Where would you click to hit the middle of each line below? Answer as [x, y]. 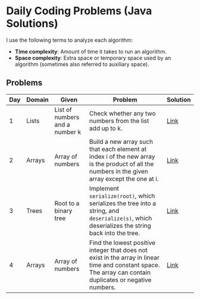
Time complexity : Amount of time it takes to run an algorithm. [90, 51]
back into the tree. [115, 233]
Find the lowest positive [122, 243]
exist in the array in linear [124, 257]
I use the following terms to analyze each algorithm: [70, 40]
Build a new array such [121, 141]
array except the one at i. [124, 178]
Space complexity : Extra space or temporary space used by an [93, 58]
